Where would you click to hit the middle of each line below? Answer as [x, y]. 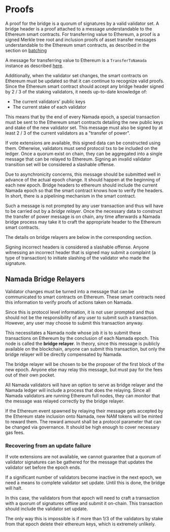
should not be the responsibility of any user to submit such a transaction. [82, 317]
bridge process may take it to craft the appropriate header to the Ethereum [83, 222]
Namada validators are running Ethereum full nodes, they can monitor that [82, 395]
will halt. [14, 488]
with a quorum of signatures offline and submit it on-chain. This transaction [84, 504]
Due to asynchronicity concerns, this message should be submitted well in [83, 174]
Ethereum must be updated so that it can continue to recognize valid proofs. [85, 81]
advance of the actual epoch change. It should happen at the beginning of [83, 179]
